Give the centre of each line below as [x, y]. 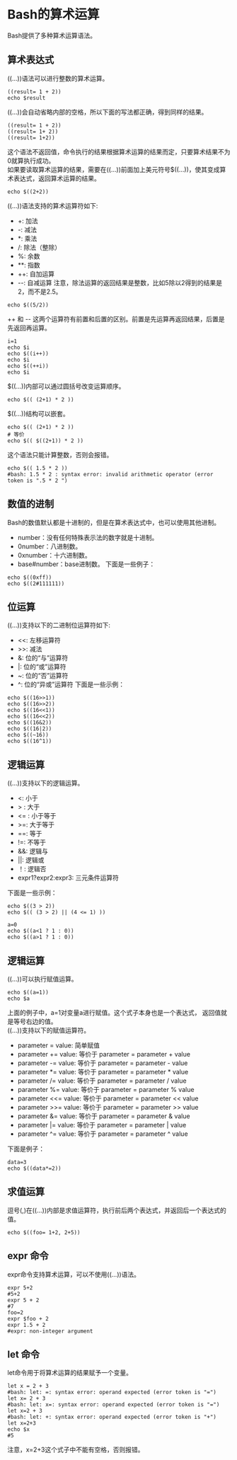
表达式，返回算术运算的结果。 [57, 178]
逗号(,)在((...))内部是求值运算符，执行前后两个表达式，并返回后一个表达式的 [117, 1210]
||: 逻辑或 [31, 860]
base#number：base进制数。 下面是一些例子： [86, 564]
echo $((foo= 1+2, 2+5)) [44, 1232]
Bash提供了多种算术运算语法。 [52, 35]
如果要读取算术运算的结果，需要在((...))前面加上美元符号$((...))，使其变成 [114, 169]
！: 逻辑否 [32, 869]
